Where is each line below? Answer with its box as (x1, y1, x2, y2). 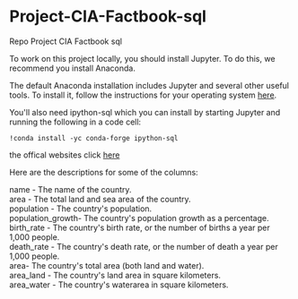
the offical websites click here (9, 149, 120, 160)
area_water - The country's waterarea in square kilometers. (9, 279, 229, 290)
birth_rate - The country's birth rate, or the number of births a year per (9, 222, 271, 233)
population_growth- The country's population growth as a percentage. (9, 212, 269, 223)
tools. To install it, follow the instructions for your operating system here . (9, 90, 277, 100)
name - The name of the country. (9, 184, 132, 194)
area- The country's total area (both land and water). (9, 260, 205, 270)
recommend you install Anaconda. (9, 63, 136, 73)
